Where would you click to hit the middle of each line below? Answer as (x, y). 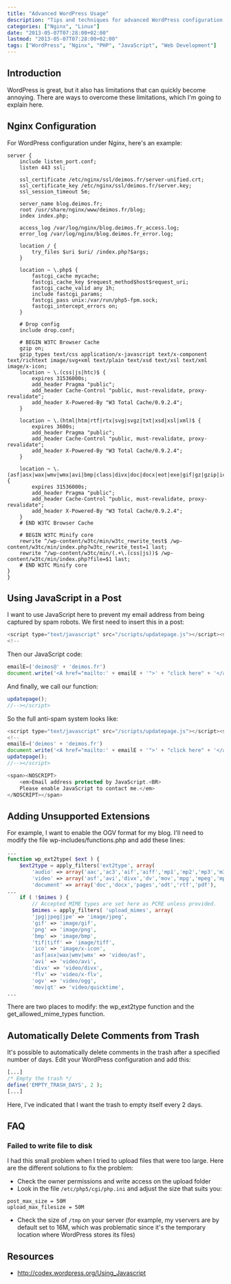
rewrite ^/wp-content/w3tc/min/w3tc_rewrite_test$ (93, 541)
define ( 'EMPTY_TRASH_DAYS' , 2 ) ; (55, 1085)
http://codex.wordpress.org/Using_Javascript (81, 1273)
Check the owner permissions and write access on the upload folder (114, 1181)
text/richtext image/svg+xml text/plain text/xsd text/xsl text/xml (107, 360)
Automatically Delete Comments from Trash (103, 1036)
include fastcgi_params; (67, 294)
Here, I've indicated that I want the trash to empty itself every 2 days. (105, 1104)
